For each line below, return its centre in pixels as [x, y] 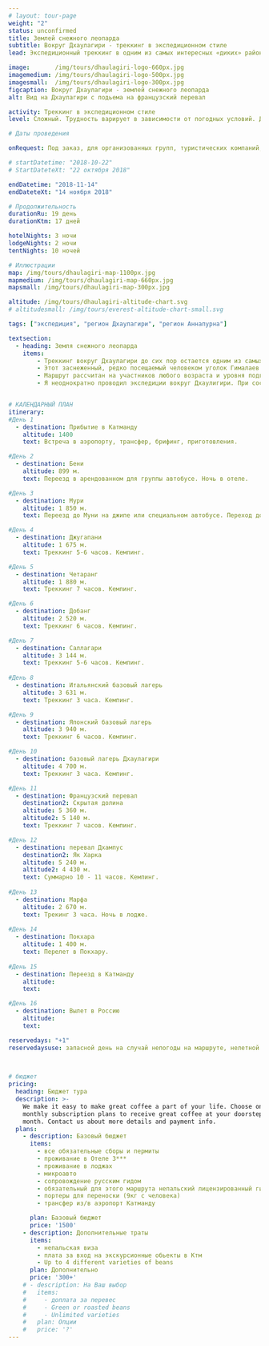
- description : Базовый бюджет [75, 1136]
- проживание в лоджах [75, 1166]
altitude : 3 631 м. [55, 693]
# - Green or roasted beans [76, 1308]
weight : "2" [28, 23]
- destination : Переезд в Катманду [75, 974]
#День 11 [23, 788]
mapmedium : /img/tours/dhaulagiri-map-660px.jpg [91, 280]
